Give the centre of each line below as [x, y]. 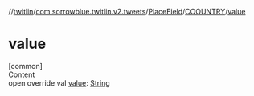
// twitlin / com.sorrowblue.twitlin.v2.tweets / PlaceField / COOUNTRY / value [127, 12]
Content [22, 74]
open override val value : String [59, 82]
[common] [25, 66]
